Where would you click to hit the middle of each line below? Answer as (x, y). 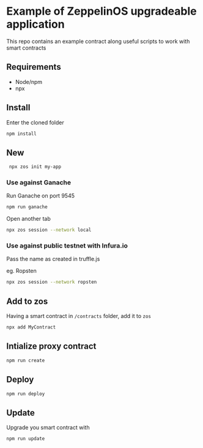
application (36, 24)
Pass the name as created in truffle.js (53, 259)
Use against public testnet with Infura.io (67, 246)
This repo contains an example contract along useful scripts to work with (98, 41)
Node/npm (29, 82)
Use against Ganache (39, 183)
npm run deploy (26, 393)
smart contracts (26, 48)
